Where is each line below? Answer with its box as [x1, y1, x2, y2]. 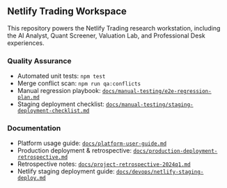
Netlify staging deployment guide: [17, 167, 115, 176]
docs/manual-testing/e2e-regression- [102, 88, 212, 95]
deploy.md [17, 175, 47, 182]
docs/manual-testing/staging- [105, 101, 194, 108]
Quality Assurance [7, 55, 72, 65]
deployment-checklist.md [17, 108, 90, 114]
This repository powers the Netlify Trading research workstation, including [7, 24, 221, 32]
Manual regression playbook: [17, 87, 101, 95]
